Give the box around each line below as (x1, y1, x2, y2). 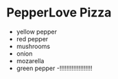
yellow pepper (16, 27, 58, 36)
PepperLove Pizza (6, 5, 112, 21)
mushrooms (16, 42, 51, 50)
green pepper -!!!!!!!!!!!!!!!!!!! (16, 64, 93, 72)
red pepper (16, 34, 49, 43)
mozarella (16, 56, 45, 65)
